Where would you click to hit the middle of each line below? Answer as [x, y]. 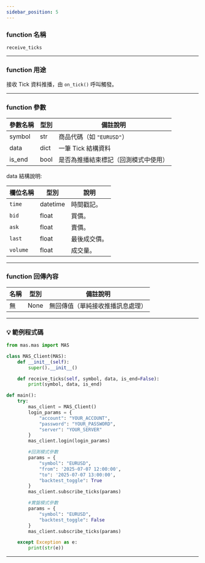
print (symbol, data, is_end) [65, 384]
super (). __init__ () [53, 368]
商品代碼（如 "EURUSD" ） [93, 136]
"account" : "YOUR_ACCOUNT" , [75, 418]
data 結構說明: [24, 176]
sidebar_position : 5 [33, 12]
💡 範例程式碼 [25, 332]
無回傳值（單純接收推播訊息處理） [98, 305]
